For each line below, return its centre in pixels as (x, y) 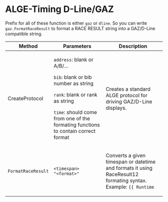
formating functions (76, 125)
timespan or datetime (131, 161)
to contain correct (74, 131)
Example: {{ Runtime (130, 186)
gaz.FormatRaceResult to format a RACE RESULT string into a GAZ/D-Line (80, 28)
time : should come (75, 112)
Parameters (77, 46)
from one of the (72, 118)
